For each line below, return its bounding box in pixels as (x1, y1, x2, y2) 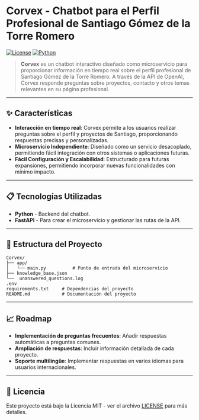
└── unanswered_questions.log (6, 275, 84, 282)
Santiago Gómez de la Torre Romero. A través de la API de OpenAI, (20, 73, 185, 80)
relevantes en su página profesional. (20, 85, 110, 92)
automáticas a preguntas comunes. (14, 339, 101, 346)
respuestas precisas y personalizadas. (14, 136, 109, 143)
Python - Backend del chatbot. (14, 210, 91, 217)
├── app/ (6, 260, 28, 266)
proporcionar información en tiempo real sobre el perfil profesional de (20, 66, 191, 73)
